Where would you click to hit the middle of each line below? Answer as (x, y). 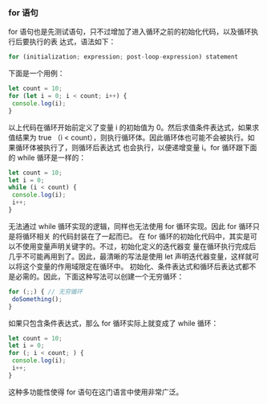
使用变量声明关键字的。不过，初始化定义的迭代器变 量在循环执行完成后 (139, 246)
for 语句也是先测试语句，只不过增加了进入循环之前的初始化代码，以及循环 (130, 32)
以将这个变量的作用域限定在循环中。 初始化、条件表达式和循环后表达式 (125, 266)
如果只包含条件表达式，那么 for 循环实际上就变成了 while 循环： (113, 323)
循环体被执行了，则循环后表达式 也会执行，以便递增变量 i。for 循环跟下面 (136, 147)
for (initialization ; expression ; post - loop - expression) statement (123, 57)
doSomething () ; (37, 299)
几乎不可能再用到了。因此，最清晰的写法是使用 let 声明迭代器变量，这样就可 (134, 256)
